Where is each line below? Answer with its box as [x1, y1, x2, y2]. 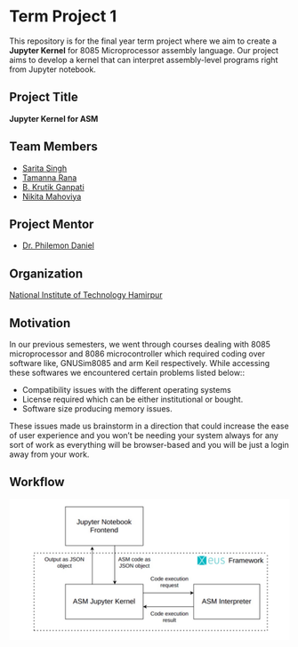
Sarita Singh [21, 163, 68, 173]
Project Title [9, 90, 78, 105]
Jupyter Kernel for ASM [9, 113, 99, 124]
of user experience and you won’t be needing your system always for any [9, 430, 278, 441]
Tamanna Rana [21, 172, 77, 183]
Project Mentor [9, 216, 94, 232]
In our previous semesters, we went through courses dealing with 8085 [9, 339, 271, 349]
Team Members [9, 140, 98, 155]
